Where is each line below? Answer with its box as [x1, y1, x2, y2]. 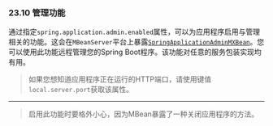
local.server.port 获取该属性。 [28, 85, 134, 94]
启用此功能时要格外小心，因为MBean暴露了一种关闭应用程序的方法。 [28, 109, 259, 119]
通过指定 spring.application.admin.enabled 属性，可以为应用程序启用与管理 [8, 27, 261, 37]
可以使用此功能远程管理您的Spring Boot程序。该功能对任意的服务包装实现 [8, 47, 254, 57]
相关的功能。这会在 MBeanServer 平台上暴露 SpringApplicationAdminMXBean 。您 [8, 37, 265, 47]
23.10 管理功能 [8, 6, 66, 18]
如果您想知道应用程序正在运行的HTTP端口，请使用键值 [28, 74, 212, 84]
